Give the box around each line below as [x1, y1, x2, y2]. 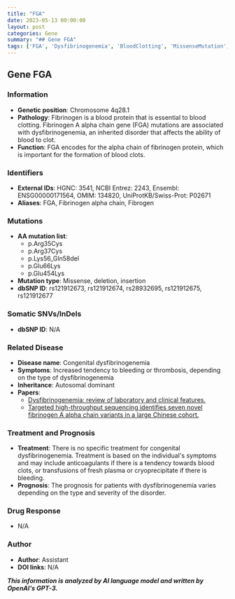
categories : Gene [7, 29, 58, 37]
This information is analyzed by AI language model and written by [7, 576, 204, 585]
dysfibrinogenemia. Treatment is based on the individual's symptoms [17, 451, 217, 460]
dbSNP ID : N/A [17, 325, 61, 333]
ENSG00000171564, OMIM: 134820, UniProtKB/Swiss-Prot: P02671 [17, 191, 211, 200]
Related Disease [7, 343, 64, 352]
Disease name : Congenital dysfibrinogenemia [17, 358, 150, 366]
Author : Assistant [17, 555, 69, 564]
